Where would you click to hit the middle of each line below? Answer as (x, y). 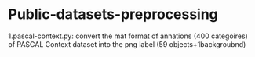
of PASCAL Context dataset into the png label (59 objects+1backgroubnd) (127, 44)
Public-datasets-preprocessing (113, 14)
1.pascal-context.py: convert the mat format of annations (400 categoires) (128, 36)
